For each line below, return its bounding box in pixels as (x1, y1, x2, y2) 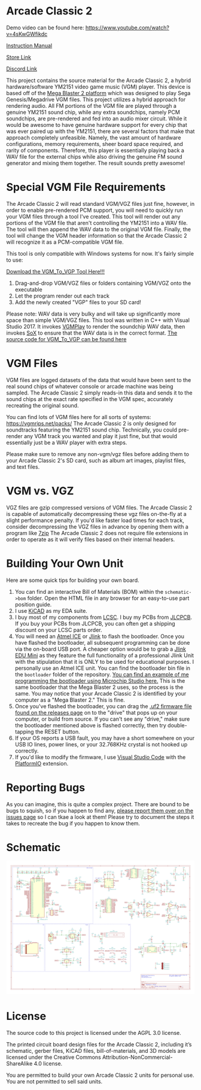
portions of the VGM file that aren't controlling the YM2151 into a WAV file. (6, 219, 188, 226)
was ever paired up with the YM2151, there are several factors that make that (6, 127, 195, 135)
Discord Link (6, 65, 38, 72)
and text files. (6, 463, 40, 470)
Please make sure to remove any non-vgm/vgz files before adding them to (6, 450, 190, 457)
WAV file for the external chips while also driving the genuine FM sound (6, 153, 182, 160)
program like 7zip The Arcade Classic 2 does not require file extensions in (6, 529, 188, 536)
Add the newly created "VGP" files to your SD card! (14, 298, 142, 306)
